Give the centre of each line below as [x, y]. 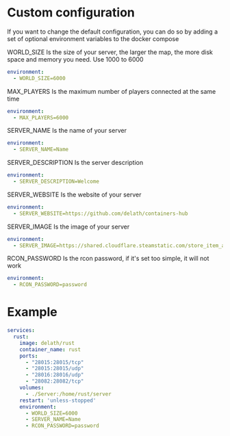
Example [32, 312]
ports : [29, 356]
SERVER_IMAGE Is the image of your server [68, 227]
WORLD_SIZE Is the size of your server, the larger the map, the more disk [110, 52]
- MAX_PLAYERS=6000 [41, 118]
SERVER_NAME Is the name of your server [67, 131]
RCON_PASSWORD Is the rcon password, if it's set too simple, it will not [108, 259]
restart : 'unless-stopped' [58, 400]
